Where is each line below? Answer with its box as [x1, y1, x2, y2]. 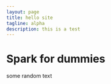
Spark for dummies [6, 52, 106, 66]
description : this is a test [6, 26, 81, 32]
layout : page [6, 9, 40, 15]
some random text [6, 72, 52, 80]
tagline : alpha [6, 20, 45, 26]
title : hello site [6, 15, 53, 21]
